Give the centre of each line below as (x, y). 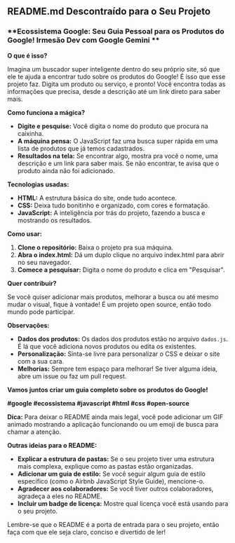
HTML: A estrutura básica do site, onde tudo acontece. (97, 198)
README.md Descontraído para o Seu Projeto (109, 12)
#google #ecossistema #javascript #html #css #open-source (98, 403)
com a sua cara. (41, 361)
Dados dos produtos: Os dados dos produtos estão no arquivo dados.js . (122, 338)
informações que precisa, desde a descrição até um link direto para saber (114, 91)
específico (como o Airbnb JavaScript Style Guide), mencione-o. (111, 481)
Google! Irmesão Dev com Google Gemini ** (83, 40)
